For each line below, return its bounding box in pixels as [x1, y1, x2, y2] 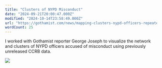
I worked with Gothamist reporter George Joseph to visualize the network [5, 38, 151, 44]
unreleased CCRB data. [5, 49, 52, 54]
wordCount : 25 [5, 25, 34, 30]
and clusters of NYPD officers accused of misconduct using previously [5, 43, 146, 49]
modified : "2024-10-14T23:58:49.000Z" [5, 16, 83, 21]
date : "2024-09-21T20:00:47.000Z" [5, 12, 75, 16]
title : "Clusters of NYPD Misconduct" [5, 7, 83, 12]
